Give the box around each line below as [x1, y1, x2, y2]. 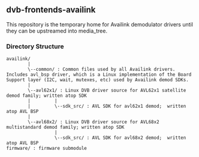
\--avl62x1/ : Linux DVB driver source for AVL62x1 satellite [28, 87, 186, 94]
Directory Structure [6, 42, 64, 51]
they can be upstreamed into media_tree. [6, 27, 108, 34]
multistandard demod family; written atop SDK [6, 125, 125, 131]
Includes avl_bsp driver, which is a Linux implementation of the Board [6, 72, 192, 78]
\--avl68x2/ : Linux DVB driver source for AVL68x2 [28, 119, 160, 125]
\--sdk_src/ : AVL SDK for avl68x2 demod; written [54, 135, 186, 141]
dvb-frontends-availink [6, 5, 96, 15]
